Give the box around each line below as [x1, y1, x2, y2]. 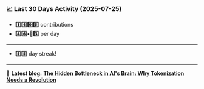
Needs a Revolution [6, 76, 56, 84]
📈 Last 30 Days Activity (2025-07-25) [6, 4, 122, 13]
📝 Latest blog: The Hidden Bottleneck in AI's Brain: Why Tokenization [6, 70, 185, 77]
